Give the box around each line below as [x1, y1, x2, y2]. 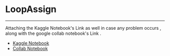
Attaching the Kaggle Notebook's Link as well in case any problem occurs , [5, 25, 161, 31]
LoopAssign [5, 4, 57, 15]
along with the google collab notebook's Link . [5, 30, 102, 36]
